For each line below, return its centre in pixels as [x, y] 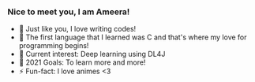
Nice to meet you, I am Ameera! [69, 12]
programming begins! [54, 46]
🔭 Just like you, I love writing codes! [77, 29]
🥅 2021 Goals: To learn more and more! [82, 62]
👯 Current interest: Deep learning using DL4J [92, 54]
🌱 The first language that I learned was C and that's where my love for [133, 37]
